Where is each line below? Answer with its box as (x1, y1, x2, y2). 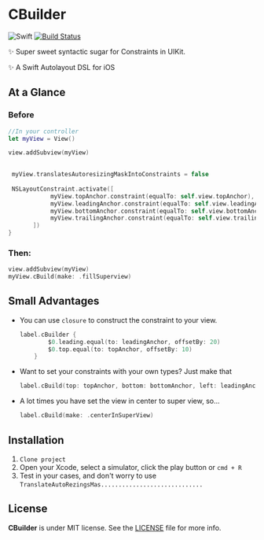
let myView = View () (8, 135, 76, 142)
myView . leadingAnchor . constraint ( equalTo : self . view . (49, 199, 230, 208)
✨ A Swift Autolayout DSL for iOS (8, 62, 115, 72)
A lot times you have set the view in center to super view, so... (19, 396, 220, 406)
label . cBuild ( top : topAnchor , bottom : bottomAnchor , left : (19, 382, 218, 390)
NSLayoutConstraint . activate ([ (11, 185, 114, 193)
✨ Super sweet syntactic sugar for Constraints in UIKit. (8, 46, 186, 56)
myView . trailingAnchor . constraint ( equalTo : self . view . (49, 214, 234, 222)
